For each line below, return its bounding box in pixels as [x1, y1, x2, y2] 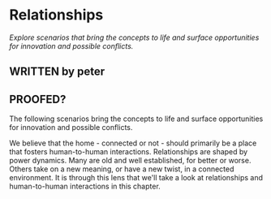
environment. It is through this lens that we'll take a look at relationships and [9, 173, 263, 183]
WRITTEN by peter [9, 65, 105, 79]
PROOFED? [9, 92, 67, 106]
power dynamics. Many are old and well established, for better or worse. [9, 156, 252, 166]
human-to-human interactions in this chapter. [9, 181, 161, 192]
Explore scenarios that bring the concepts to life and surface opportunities [9, 32, 260, 42]
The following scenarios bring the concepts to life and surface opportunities [9, 114, 264, 123]
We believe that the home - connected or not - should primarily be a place [9, 138, 257, 148]
